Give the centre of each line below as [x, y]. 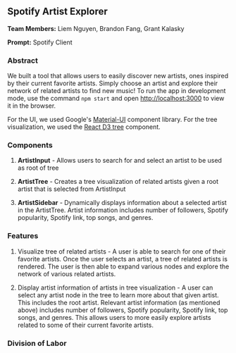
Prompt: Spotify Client [40, 42]
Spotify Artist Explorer [57, 12]
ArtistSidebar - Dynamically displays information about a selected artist [122, 203]
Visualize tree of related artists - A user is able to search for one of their [122, 251]
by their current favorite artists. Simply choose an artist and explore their [113, 83]
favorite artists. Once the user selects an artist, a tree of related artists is [122, 259]
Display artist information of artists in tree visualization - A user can [115, 287]
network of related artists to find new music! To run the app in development [117, 91]
